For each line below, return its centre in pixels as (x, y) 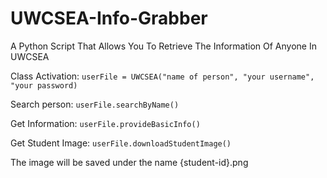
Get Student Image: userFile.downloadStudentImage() (121, 143)
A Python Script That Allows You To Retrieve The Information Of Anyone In (163, 46)
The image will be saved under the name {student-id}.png (129, 162)
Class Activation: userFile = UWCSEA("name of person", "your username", (162, 76)
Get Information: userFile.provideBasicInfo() (105, 123)
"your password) (44, 85)
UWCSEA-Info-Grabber (109, 18)
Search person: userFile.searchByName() (95, 104)
